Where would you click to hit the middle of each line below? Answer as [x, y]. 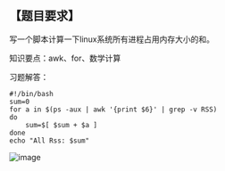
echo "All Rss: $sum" [50, 141]
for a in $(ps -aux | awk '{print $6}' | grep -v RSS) [113, 110]
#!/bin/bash [31, 94]
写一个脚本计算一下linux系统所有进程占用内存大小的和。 [112, 39]
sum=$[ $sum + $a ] [62, 125]
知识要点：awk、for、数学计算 [65, 58]
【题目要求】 [45, 16]
